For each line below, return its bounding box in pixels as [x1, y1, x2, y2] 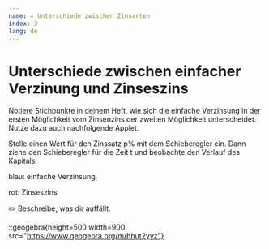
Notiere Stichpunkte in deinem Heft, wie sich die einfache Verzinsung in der [8, 106, 261, 116]
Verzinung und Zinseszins [8, 79, 189, 97]
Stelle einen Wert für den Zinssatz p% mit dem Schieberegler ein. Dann [8, 139, 246, 148]
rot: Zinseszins [8, 187, 58, 197]
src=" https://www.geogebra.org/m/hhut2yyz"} [8, 231, 164, 241]
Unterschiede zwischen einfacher [8, 62, 241, 80]
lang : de [8, 27, 38, 35]
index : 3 [8, 19, 38, 28]
